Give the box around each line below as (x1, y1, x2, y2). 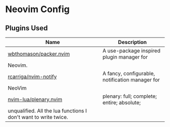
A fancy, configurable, (102, 70, 155, 77)
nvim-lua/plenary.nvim (8, 96, 62, 103)
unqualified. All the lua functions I (8, 107, 87, 114)
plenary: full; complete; (102, 93, 157, 100)
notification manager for (102, 76, 160, 83)
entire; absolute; (102, 99, 141, 106)
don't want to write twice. (8, 114, 68, 120)
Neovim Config (5, 4, 70, 15)
